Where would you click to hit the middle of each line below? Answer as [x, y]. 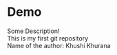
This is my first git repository [48, 38]
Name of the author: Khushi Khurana [59, 45]
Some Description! [33, 31]
